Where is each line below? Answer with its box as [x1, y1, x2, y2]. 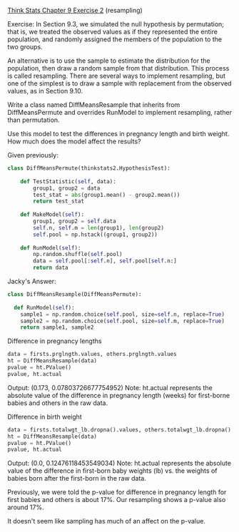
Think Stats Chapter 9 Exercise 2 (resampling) [7, 6, 143, 14]
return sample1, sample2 [20, 324, 94, 331]
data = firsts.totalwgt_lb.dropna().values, [7, 426, 142, 434]
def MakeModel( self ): [20, 211, 84, 218]
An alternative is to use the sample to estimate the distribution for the [7, 56, 210, 65]
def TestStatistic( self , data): [20, 178, 116, 185]
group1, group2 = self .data [33, 218, 116, 225]
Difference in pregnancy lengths [7, 337, 102, 345]
